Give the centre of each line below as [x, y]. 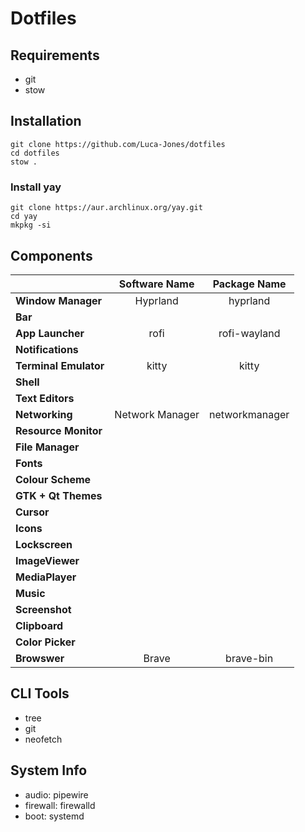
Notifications [47, 349]
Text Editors [45, 398]
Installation [46, 121]
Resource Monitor [59, 430]
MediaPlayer [46, 577]
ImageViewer [47, 560]
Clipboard [39, 625]
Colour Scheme [53, 479]
